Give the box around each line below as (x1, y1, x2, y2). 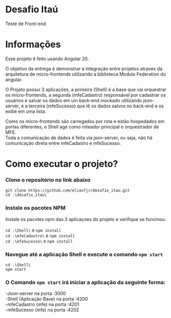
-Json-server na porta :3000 (5, 290, 66, 296)
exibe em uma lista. (5, 108, 46, 114)
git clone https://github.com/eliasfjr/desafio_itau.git (5, 188, 130, 193)
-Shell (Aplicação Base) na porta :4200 (5, 296, 88, 302)
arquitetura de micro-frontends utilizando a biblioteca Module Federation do (5, 71, 166, 77)
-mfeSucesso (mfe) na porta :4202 (5, 307, 80, 313)
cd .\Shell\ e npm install (5, 227, 62, 233)
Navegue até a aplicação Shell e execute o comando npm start (5, 251, 163, 258)
